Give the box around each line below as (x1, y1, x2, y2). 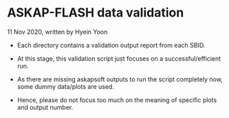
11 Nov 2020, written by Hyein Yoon (7, 28, 108, 36)
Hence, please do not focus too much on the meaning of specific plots (17, 95, 217, 104)
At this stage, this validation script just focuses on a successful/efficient (17, 54, 221, 63)
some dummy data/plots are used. (17, 82, 115, 90)
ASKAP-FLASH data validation (7, 5, 184, 21)
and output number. (17, 103, 74, 111)
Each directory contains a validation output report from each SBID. (17, 41, 206, 49)
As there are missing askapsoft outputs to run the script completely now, (17, 75, 223, 83)
